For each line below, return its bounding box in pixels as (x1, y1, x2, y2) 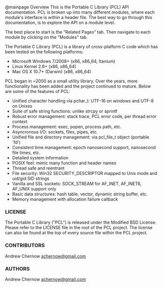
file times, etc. (12, 150, 41, 155)
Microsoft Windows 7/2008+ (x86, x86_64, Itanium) (12, 58, 115, 64)
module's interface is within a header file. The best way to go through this (5, 15, 153, 20)
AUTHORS (5, 265, 30, 272)
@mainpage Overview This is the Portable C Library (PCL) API (5, 4, 130, 10)
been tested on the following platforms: (5, 49, 83, 55)
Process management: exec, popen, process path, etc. (12, 124, 122, 130)
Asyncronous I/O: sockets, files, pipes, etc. (12, 129, 98, 134)
